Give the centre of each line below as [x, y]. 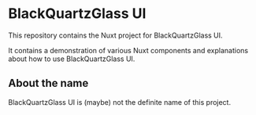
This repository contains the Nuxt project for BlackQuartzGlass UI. [115, 35]
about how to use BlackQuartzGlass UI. [72, 59]
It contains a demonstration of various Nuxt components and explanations [128, 50]
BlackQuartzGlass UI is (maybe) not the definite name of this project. [119, 102]
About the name [48, 83]
